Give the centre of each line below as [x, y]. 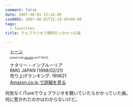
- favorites [22, 29]
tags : [11, 24]
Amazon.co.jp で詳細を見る [38, 82]
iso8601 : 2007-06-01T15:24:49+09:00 [43, 19]
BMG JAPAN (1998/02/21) [37, 70]
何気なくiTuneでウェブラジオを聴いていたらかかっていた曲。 [68, 93]
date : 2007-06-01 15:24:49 [33, 15]
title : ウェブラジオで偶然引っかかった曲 [43, 33]
